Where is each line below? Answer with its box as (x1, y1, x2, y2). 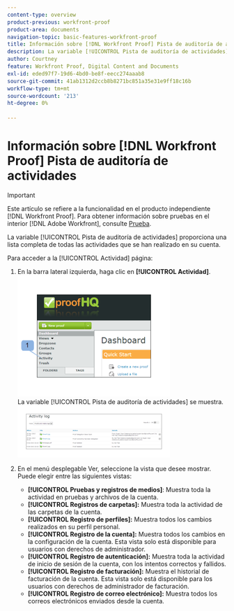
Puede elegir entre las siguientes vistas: (17, 472, 132, 480)
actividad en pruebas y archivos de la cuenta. (27, 493, 159, 501)
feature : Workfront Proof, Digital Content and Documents (7, 63, 179, 70)
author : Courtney (7, 56, 58, 63)
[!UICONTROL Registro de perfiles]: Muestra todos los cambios (27, 515, 212, 524)
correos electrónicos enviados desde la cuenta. (27, 596, 165, 605)
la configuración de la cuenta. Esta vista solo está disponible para (27, 537, 217, 545)
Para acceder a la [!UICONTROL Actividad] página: (7, 254, 153, 262)
